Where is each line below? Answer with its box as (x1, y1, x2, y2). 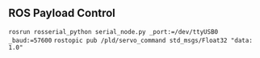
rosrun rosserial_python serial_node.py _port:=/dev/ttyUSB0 (8, 27, 219, 35)
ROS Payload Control (8, 6, 115, 20)
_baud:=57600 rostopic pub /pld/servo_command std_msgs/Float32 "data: (8, 36, 253, 44)
